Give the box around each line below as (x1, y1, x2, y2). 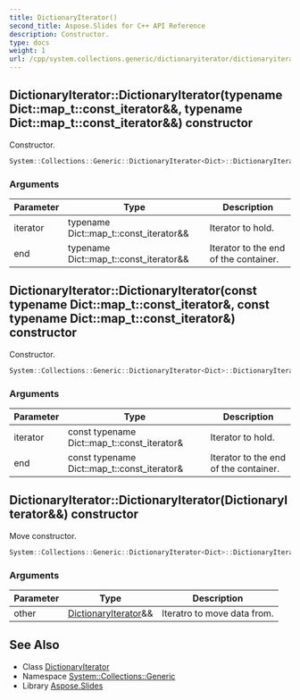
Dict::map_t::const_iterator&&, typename (9, 102, 243, 117)
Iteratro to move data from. (162, 607, 274, 620)
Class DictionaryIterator (21, 661, 110, 671)
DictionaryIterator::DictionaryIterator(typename (9, 88, 283, 103)
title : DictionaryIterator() (9, 13, 118, 22)
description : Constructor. (9, 30, 110, 38)
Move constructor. (9, 530, 77, 541)
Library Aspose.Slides (21, 680, 104, 691)
